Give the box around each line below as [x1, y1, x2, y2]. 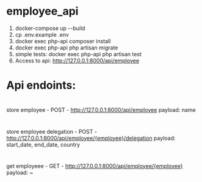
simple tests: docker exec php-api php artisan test [15, 50, 142, 57]
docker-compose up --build [15, 24, 85, 32]
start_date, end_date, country [6, 140, 81, 148]
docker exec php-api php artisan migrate [15, 44, 118, 51]
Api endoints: [6, 78, 76, 92]
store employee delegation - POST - [6, 128, 98, 135]
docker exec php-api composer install [15, 37, 111, 45]
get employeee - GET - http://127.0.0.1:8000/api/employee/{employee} [6, 162, 183, 169]
